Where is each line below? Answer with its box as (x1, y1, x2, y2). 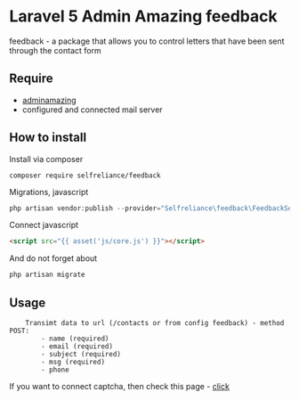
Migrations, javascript (9, 186, 89, 197)
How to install (9, 130, 87, 145)
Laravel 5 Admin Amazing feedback (9, 6, 278, 27)
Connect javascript (9, 220, 78, 231)
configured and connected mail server (21, 104, 163, 115)
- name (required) (41, 334, 109, 343)
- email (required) (41, 342, 114, 351)
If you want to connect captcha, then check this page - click (9, 381, 230, 391)
